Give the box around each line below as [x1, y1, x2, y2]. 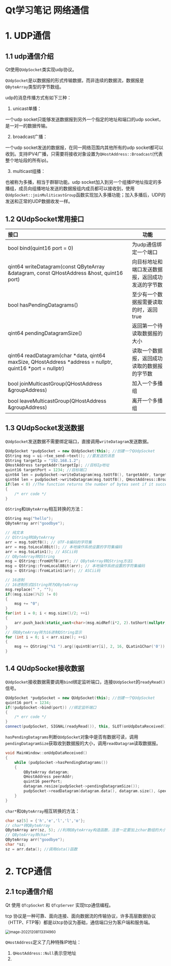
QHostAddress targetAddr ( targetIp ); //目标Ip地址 [5, 463, 109, 468]
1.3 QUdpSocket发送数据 [5, 424, 84, 432]
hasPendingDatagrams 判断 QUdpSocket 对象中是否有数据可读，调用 [5, 734, 138, 740]
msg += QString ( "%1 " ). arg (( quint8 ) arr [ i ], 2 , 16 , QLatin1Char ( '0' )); [14, 644, 167, 649]
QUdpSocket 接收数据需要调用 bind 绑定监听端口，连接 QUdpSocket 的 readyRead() [5, 678, 165, 685]
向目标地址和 [132, 258, 163, 265]
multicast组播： [12, 168, 46, 174]
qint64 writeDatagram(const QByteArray [8, 263, 105, 270]
